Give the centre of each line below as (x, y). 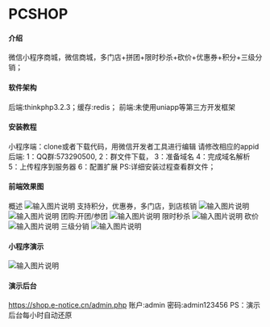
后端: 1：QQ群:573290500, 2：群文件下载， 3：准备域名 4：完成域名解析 (129, 156)
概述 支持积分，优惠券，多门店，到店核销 (103, 206)
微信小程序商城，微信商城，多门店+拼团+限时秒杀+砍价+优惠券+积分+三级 (132, 57)
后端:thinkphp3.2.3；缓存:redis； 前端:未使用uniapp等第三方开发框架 (122, 107)
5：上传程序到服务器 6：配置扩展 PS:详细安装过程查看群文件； (112, 166)
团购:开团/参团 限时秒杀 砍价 (160, 216)
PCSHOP (38, 14)
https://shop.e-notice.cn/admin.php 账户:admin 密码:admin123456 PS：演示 (134, 305)
